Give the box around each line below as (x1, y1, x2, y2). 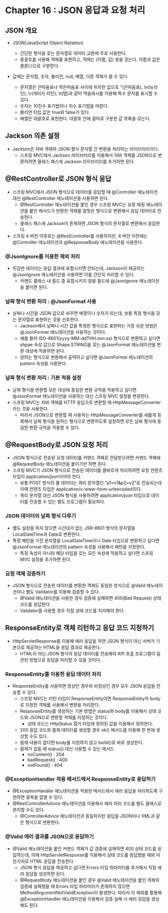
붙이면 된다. (25, 284, 48, 290)
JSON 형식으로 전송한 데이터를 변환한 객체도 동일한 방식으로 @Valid (12, 582, 146, 588)
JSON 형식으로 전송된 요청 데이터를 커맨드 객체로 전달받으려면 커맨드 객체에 (12, 455, 161, 461)
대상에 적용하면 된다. (25, 348, 66, 354)
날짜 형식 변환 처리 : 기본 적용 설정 (5, 374, 81, 381)
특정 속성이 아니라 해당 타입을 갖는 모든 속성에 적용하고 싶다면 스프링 (19, 550, 153, 556)
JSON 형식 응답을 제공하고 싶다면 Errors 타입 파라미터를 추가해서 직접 (19, 864, 156, 870)
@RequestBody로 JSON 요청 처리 (5, 440, 108, 449)
